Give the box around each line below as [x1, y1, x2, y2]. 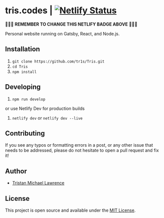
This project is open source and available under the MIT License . [5, 207, 136, 213]
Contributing [5, 129, 45, 137]
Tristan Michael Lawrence [12, 180, 65, 186]
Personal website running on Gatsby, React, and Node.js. [5, 31, 120, 36]
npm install [12, 69, 37, 74]
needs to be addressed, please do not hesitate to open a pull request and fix [5, 148, 159, 154]
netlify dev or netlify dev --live [12, 115, 83, 121]
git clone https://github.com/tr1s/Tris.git [12, 59, 105, 64]
